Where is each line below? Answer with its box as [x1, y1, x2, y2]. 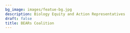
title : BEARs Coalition [5, 20, 55, 26]
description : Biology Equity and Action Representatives [5, 12, 126, 16]
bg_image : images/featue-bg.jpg [5, 7, 72, 12]
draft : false [5, 16, 32, 21]
